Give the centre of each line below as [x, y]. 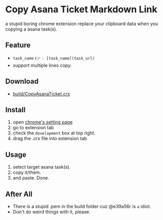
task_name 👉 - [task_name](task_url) [54, 58]
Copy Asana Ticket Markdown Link [81, 9]
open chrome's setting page [43, 122]
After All [19, 194]
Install [15, 109]
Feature [18, 45]
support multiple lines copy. [42, 65]
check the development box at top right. [54, 133]
